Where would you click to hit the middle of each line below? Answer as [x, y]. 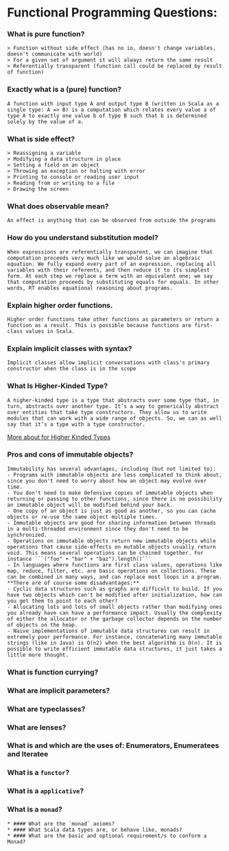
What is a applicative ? [46, 791]
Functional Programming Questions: [112, 13]
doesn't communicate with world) [55, 54]
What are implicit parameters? [59, 691]
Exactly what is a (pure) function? [64, 89]
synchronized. [27, 535]
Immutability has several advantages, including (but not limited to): [111, 469]
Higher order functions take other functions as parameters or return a [113, 319]
